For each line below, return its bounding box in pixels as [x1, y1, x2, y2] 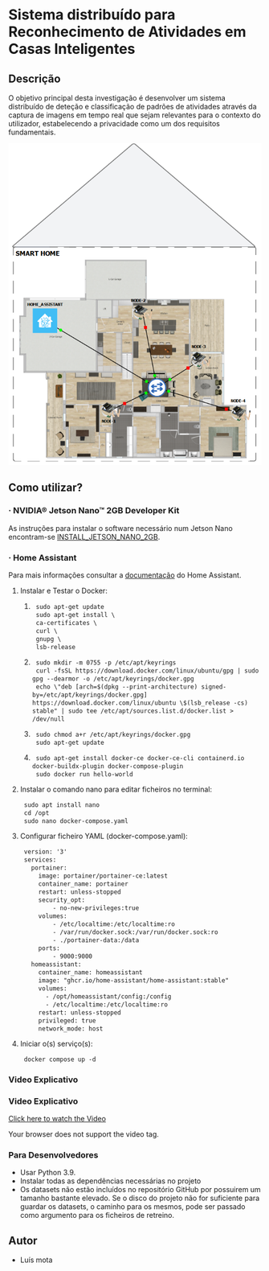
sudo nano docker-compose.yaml [23, 816, 128, 825]
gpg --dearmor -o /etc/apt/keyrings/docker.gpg [31, 674, 194, 683]
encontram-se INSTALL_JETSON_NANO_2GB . [8, 532, 161, 541]
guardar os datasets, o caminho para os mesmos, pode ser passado [19, 1202, 246, 1211]
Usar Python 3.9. [19, 1168, 76, 1178]
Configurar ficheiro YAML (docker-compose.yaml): [19, 831, 189, 841]
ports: [38, 944, 60, 952]
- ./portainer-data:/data [52, 936, 140, 944]
